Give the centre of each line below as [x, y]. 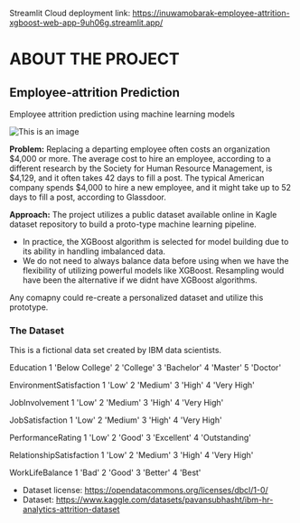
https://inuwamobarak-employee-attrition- [211, 13]
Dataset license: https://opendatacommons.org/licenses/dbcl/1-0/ [145, 490]
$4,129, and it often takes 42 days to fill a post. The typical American [137, 178]
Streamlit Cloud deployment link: [70, 13]
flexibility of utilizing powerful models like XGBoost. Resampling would [153, 271]
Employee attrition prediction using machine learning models [122, 114]
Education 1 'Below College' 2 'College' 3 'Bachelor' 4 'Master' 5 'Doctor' [145, 368]
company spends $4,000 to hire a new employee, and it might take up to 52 [150, 187]
